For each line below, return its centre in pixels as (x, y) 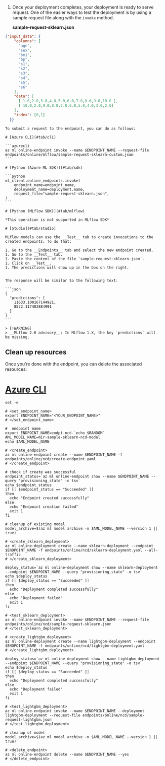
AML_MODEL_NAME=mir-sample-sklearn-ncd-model (53, 437)
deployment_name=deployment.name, (49, 189)
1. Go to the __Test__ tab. (34, 254)
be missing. (17, 337)
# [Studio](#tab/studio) (31, 228)
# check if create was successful (41, 472)
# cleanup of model (25, 733)
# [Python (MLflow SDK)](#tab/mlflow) (45, 211)
